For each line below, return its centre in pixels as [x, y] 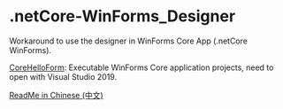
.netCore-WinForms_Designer [122, 16]
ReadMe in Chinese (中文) [56, 95]
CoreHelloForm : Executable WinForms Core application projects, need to [141, 67]
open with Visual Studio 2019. [63, 76]
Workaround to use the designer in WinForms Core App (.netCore [128, 41]
